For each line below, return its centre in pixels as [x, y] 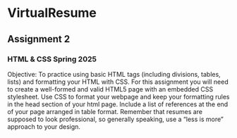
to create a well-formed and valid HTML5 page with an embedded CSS [110, 89]
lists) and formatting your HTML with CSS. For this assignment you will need [118, 82]
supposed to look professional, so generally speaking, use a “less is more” [115, 119]
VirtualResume [52, 13]
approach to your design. [44, 126]
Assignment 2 [39, 39]
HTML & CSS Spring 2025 [52, 59]
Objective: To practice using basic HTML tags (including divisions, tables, [114, 74]
